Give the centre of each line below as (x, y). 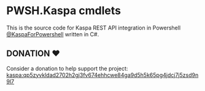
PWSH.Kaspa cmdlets (64, 11)
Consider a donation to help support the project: (67, 68)
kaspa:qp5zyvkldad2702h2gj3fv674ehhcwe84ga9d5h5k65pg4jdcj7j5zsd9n (102, 75)
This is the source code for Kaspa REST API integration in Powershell (94, 28)
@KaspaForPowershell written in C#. (53, 34)
